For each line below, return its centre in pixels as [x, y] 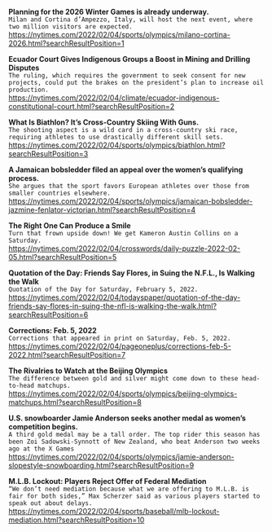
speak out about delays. [50, 503]
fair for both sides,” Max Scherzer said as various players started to [134, 496]
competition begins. [44, 426]
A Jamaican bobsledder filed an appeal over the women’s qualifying [126, 169]
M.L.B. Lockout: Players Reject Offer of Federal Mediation [107, 481]
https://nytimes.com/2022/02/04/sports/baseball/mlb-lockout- [114, 511]
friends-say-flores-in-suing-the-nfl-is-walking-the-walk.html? [113, 306]
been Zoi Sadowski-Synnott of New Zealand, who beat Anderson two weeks [134, 442]
